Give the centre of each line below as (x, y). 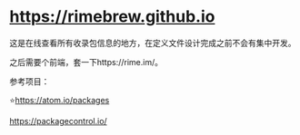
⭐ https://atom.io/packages (60, 100)
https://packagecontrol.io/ (58, 121)
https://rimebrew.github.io (112, 17)
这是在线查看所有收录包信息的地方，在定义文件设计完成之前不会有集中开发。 (153, 43)
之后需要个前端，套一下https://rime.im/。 (86, 62)
